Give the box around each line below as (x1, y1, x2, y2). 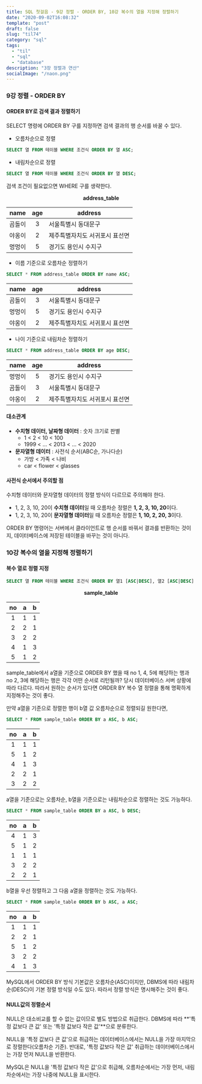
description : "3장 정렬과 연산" (6, 65, 80, 71)
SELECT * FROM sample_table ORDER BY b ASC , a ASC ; (6, 899, 138, 905)
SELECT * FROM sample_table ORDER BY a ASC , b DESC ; (6, 808, 141, 814)
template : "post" (6, 20, 50, 26)
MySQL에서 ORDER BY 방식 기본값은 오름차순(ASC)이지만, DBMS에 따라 (6, 978, 179, 985)
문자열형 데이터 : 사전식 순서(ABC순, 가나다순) (14, 448, 123, 455)
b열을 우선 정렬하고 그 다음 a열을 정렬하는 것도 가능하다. (6, 887, 138, 895)
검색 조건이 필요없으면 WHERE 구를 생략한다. (6, 182, 112, 190)
